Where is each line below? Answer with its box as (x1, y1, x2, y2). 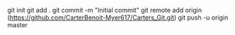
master (7, 21, 28, 29)
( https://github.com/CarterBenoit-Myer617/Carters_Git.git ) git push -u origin (7, 13, 229, 22)
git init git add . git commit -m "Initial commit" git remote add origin (7, 6, 202, 14)
